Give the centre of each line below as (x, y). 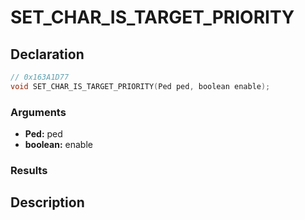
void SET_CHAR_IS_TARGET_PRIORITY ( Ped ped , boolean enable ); (140, 86)
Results (29, 170)
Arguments (38, 112)
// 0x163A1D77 (40, 77)
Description (47, 202)
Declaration (47, 54)
